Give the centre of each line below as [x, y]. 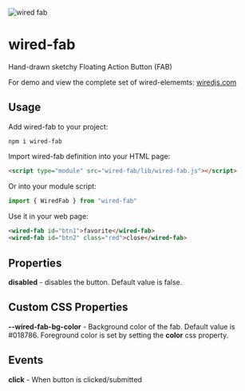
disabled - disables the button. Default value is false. [95, 282]
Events [26, 360]
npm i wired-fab [35, 141]
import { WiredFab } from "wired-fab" [73, 201]
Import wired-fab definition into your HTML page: [89, 156]
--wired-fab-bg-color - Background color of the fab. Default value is [122, 326]
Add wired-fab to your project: [58, 126]
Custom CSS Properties [68, 307]
